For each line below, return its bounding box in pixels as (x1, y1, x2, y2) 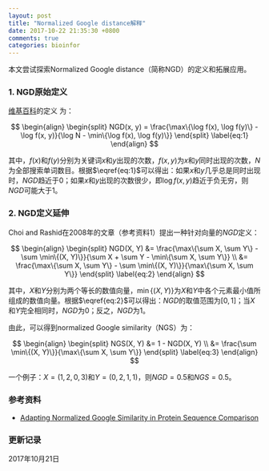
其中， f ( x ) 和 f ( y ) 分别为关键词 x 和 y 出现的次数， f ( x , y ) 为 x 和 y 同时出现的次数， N (8, 155, 261, 165)
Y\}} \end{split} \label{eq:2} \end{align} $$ (63, 269, 206, 279)
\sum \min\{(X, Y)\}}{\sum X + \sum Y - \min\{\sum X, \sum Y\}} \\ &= (21, 252, 248, 261)
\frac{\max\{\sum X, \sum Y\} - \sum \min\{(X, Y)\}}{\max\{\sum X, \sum (15, 260, 254, 270)
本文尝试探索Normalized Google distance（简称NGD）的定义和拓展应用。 (8, 65, 251, 74)
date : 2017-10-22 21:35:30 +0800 (8, 26, 120, 34)
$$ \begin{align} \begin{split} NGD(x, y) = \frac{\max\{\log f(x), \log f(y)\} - (10, 122, 259, 132)
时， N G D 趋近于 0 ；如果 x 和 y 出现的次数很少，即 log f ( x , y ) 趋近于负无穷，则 (8, 175, 249, 185)
